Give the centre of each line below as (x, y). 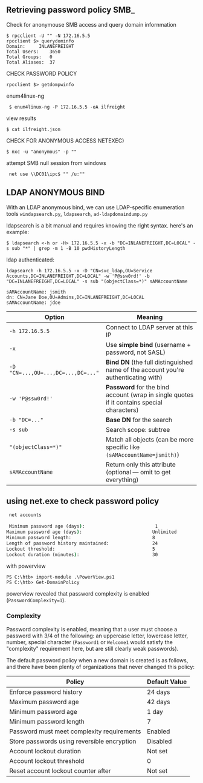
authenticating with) (134, 377)
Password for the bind (137, 387)
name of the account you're (145, 369)
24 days (159, 692)
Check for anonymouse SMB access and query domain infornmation (92, 24)
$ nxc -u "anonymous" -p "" (42, 152)
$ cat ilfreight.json (34, 129)
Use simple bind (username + (148, 344)
